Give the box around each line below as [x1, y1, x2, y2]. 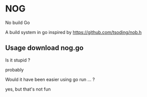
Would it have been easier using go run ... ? [5, 76, 95, 82]
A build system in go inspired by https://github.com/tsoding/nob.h [5, 29, 142, 35]
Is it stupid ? [5, 57, 30, 63]
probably [5, 66, 24, 72]
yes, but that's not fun [5, 86, 51, 92]
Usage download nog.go [5, 43, 84, 52]
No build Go [5, 19, 30, 25]
